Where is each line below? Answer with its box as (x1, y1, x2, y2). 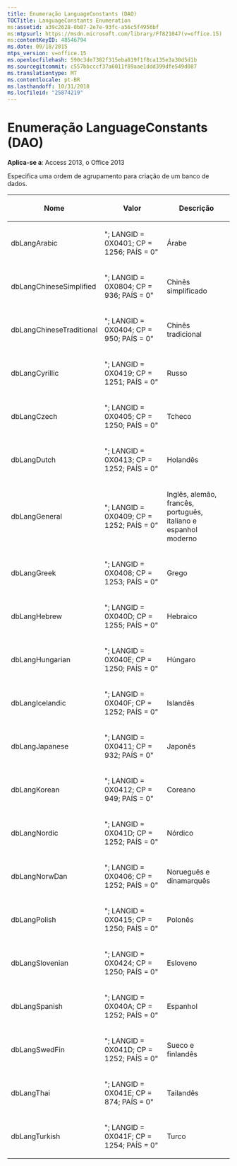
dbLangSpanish (11, 1002, 63, 1012)
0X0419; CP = (104, 369, 153, 379)
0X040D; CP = (104, 611, 153, 621)
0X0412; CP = (104, 785, 153, 795)
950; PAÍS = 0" (104, 334, 154, 344)
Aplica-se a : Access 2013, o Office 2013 (7, 158, 125, 167)
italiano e (166, 516, 197, 526)
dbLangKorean (11, 785, 60, 795)
